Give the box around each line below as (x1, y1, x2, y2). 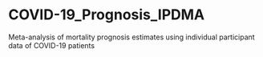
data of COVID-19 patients (8, 40, 95, 50)
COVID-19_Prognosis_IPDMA (8, 6, 205, 24)
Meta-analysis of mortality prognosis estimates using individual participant (8, 32, 255, 42)
